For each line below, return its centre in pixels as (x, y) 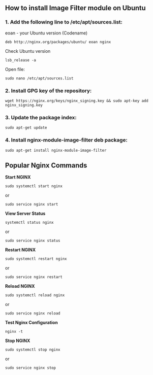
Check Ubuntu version (28, 51)
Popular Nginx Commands (46, 165)
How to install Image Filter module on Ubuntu (76, 8)
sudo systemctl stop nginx (33, 350)
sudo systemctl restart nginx (36, 259)
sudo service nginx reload (33, 313)
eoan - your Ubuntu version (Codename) (46, 33)
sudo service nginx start (31, 205)
